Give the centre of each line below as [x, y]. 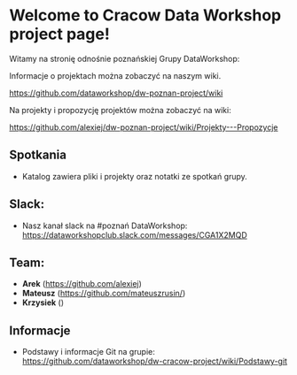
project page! [60, 34]
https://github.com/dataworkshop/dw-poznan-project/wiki [116, 93]
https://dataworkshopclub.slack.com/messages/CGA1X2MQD [135, 234]
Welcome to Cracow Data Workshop [145, 15]
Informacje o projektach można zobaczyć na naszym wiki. [115, 75]
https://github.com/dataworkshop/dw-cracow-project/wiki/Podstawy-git [155, 361]
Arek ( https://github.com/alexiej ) [82, 284]
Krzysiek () [43, 302]
